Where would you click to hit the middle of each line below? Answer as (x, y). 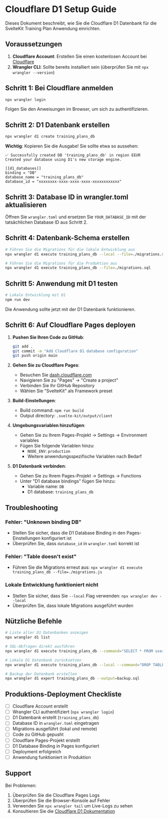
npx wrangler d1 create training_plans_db (50, 136)
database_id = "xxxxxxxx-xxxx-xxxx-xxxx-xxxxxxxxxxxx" (63, 182)
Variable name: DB (45, 486)
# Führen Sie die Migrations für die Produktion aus (61, 263)
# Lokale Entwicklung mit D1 (35, 295)
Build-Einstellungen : (34, 401)
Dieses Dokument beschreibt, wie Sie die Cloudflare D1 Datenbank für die (81, 23)
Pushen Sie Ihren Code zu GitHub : (48, 337)
